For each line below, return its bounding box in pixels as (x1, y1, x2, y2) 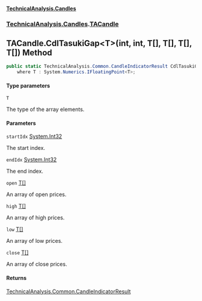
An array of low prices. (6, 237, 63, 245)
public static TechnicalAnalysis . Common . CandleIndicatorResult (6, 64, 168, 70)
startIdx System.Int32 (6, 133, 63, 140)
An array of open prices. (6, 191, 67, 198)
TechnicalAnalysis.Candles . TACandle (6, 20, 119, 28)
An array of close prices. (6, 261, 67, 268)
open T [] (6, 179, 26, 186)
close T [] (6, 249, 29, 256)
